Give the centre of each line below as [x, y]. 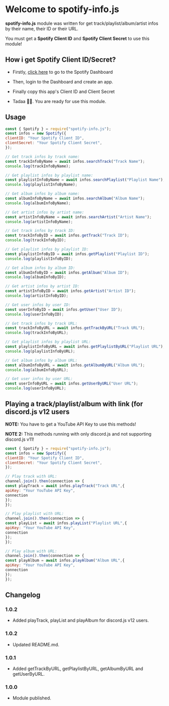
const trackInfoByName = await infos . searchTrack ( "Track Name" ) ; [75, 161]
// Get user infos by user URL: [39, 379]
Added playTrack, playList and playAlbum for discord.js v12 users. [81, 621]
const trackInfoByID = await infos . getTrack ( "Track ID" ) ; [67, 236]
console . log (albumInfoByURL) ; [37, 370]
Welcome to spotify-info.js [62, 9]
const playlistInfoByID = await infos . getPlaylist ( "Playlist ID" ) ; [77, 254]
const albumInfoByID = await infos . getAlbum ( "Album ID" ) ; [67, 272]
